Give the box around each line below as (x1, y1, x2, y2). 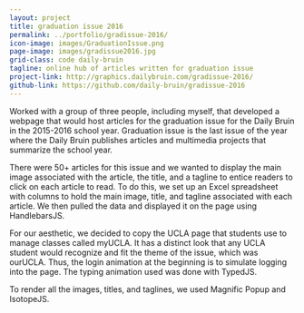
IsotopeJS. (9, 293, 50, 304)
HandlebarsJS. (9, 210, 65, 220)
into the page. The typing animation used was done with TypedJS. (9, 266, 258, 277)
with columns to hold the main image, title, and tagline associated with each (9, 191, 293, 201)
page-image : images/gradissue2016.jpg (9, 47, 156, 56)
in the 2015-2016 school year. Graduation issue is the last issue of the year (9, 124, 288, 136)
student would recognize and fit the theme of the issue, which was (9, 247, 259, 258)
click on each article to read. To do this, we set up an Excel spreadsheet (9, 181, 279, 191)
